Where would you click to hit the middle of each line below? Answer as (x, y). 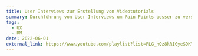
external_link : (25, 44)
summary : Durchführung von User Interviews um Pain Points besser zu (93, 17)
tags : (13, 22)
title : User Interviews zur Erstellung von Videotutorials (80, 11)
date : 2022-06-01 (27, 38)
